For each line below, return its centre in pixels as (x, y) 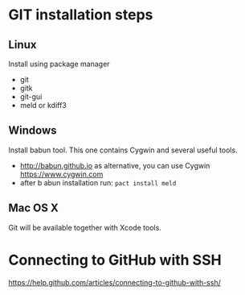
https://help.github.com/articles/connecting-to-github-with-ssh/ (114, 282)
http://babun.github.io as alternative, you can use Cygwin (115, 165)
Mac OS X (33, 208)
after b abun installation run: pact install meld (98, 182)
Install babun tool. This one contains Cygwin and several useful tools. (123, 150)
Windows (33, 131)
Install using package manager (59, 64)
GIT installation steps (81, 15)
